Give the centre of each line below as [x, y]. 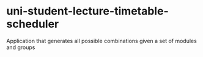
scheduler [33, 24]
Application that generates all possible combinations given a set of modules [102, 41]
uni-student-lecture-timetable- [88, 11]
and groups [21, 47]
